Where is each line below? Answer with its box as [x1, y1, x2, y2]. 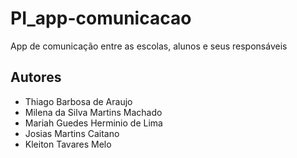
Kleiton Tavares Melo [24, 138, 112, 150]
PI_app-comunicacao [10, 7, 192, 30]
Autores [10, 69, 62, 86]
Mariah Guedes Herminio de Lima [24, 117, 163, 129]
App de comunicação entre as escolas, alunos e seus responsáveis [10, 40, 288, 52]
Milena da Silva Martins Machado [24, 106, 163, 118]
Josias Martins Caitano [24, 127, 120, 139]
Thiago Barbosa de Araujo [24, 95, 133, 107]
